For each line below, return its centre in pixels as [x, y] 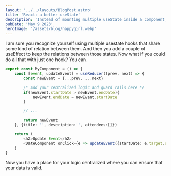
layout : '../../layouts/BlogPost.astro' [49, 10]
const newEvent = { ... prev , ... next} [63, 78]
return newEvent [41, 120]
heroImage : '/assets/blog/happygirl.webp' [51, 29]
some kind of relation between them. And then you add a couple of [75, 49]
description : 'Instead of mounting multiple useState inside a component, [86, 19]
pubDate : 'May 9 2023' [29, 24]
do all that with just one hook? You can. [46, 60]
